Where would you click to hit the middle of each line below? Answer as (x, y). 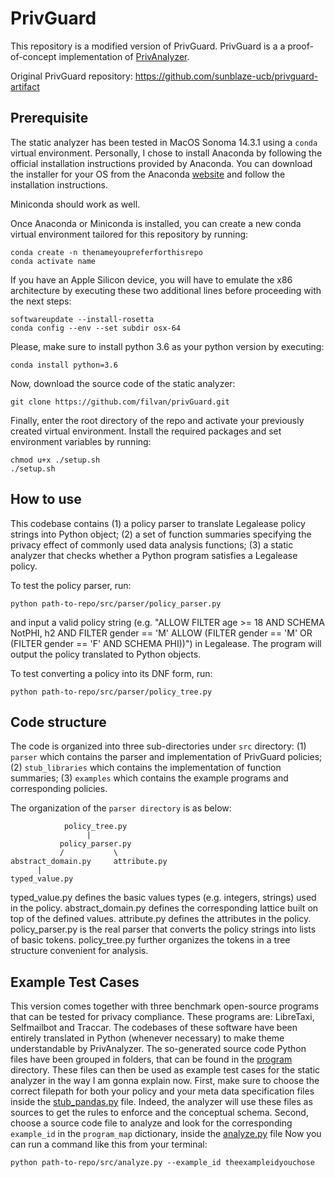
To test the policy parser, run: (71, 585)
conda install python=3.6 (64, 365)
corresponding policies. (59, 789)
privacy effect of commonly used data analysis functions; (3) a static (152, 544)
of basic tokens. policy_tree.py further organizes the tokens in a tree (150, 940)
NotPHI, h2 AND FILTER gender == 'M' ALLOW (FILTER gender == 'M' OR (161, 633)
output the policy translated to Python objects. (106, 654)
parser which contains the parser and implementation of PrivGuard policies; (166, 757)
